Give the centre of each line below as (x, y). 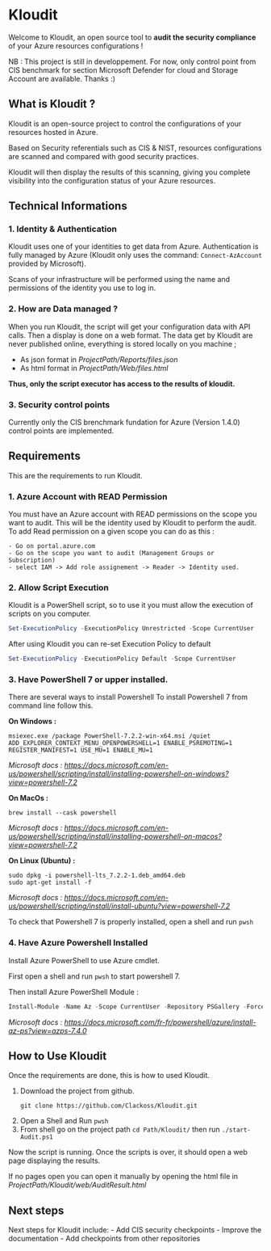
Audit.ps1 (37, 1137)
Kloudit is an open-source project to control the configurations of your (125, 124)
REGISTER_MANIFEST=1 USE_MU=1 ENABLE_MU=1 (81, 750)
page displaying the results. (54, 1160)
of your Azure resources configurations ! (76, 45)
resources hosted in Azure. (53, 132)
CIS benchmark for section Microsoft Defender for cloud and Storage (123, 69)
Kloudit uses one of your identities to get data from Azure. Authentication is (133, 246)
